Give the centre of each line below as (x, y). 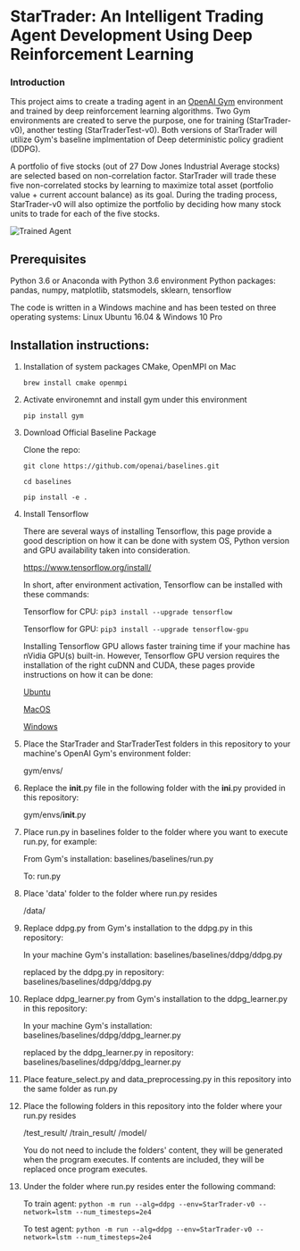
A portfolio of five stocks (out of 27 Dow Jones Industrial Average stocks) (145, 166)
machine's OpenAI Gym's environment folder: (107, 754)
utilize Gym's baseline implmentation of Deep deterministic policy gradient (147, 139)
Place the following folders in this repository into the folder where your (153, 1106)
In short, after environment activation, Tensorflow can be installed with (153, 585)
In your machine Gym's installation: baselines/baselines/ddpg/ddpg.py (153, 955)
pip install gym (53, 416)
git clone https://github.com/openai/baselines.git (121, 466)
